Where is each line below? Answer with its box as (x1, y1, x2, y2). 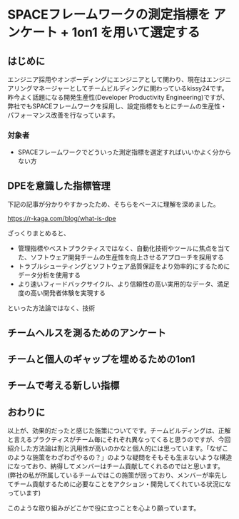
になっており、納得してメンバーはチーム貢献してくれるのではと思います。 (7, 462, 225, 471)
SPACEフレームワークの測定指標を (7, 6, 210, 23)
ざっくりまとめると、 (7, 229, 70, 237)
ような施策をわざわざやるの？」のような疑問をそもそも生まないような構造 (13, 453, 233, 462)
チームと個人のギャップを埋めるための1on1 (7, 353, 195, 365)
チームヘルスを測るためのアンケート (7, 327, 166, 339)
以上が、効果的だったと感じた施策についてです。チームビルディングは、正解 (7, 426, 231, 435)
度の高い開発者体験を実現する (17, 289, 106, 297)
